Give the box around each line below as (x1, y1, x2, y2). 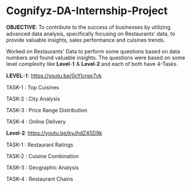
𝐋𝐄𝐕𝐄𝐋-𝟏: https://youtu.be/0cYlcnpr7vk (6, 72, 102, 79)
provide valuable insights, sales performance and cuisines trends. (6, 36, 166, 44)
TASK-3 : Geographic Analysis (6, 163, 79, 171)
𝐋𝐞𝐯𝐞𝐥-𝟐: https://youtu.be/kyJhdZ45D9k (6, 129, 103, 136)
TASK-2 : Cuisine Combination (6, 152, 79, 159)
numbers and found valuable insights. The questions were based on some (6, 54, 186, 61)
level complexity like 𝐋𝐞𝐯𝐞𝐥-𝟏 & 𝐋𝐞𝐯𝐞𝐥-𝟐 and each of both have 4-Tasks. (6, 60, 178, 67)
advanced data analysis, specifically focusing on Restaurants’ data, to (6, 30, 175, 37)
